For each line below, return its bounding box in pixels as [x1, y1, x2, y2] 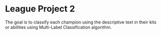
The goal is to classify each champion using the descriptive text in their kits [5, 19, 157, 25]
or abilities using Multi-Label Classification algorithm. [5, 24, 112, 30]
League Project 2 [5, 3, 75, 14]
